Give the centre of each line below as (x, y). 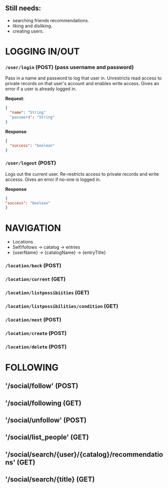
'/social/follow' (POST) (42, 386)
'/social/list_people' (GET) (47, 437)
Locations (23, 242)
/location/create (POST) (36, 333)
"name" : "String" (28, 113)
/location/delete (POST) (36, 346)
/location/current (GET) (35, 279)
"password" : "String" (32, 117)
